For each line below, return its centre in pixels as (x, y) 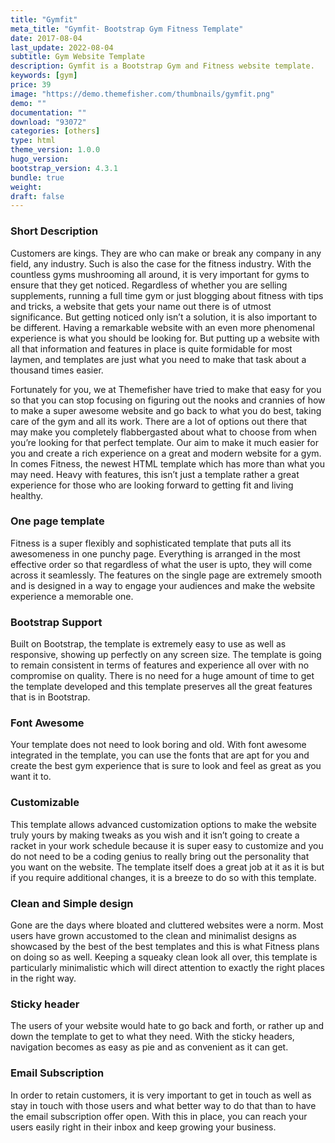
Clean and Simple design (72, 903)
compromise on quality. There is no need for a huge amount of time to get (162, 676)
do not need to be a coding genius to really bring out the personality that (160, 856)
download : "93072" (48, 122)
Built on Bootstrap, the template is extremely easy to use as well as (148, 644)
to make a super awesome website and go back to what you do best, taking (166, 410)
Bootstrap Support (56, 622)
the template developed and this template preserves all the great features (161, 687)
